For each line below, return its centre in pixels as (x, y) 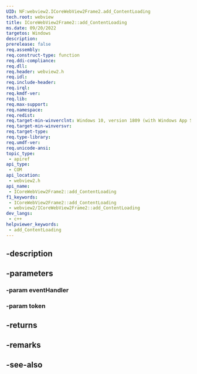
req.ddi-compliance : (31, 60)
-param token (26, 306)
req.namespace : (25, 110)
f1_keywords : (22, 197)
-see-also (24, 365)
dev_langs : (19, 214)
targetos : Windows (28, 33)
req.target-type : (27, 132)
